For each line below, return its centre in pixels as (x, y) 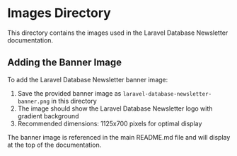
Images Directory (59, 13)
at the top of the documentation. (54, 145)
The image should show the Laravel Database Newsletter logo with (115, 108)
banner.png (34, 101)
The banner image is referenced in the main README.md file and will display (119, 137)
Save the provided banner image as (69, 93)
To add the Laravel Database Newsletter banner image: (88, 79)
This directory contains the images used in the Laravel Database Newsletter (118, 33)
